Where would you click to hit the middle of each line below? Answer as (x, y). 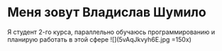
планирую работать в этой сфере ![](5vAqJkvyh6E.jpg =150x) (99, 39)
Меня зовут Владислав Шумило (107, 12)
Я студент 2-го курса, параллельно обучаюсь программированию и (111, 32)
